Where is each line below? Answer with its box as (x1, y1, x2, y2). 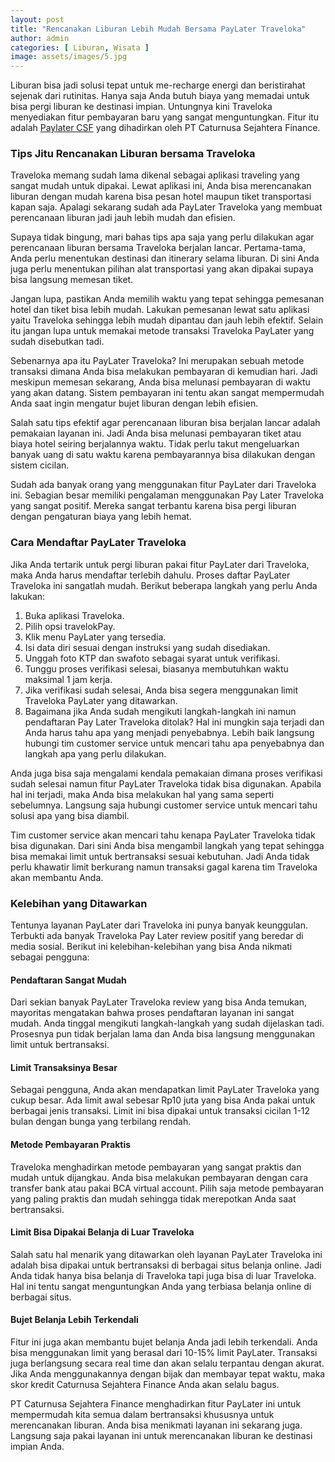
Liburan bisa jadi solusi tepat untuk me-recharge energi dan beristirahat (10, 79, 306, 91)
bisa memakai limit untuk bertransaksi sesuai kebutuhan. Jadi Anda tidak (10, 850, 310, 862)
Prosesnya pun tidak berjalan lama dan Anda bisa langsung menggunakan (10, 1028, 316, 1040)
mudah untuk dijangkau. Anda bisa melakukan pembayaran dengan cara (10, 1171, 309, 1183)
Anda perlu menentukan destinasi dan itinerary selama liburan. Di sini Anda (10, 252, 320, 265)
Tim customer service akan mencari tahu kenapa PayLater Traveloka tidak (10, 829, 316, 841)
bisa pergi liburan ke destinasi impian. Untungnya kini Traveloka (10, 101, 273, 113)
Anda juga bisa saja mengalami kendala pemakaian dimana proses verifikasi (10, 767, 323, 779)
